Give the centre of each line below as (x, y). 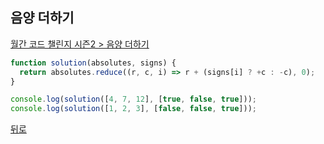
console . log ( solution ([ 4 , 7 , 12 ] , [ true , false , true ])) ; (134, 99)
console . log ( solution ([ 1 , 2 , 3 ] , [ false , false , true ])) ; (134, 109)
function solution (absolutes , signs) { (93, 63)
